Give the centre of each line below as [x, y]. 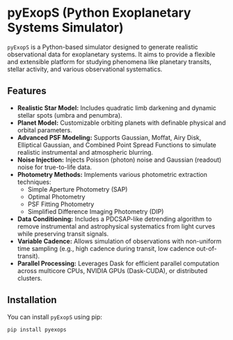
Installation [32, 300]
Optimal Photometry [56, 196]
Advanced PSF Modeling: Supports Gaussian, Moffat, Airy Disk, [109, 137]
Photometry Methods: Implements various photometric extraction [112, 174]
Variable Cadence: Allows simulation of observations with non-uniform [119, 241]
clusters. [30, 278]
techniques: [34, 182]
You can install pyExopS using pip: [55, 317]
